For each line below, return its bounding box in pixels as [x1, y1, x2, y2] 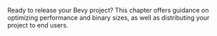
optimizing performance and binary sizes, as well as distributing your [7, 13, 210, 22]
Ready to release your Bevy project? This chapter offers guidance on [7, 6, 209, 14]
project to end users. [7, 21, 69, 29]
